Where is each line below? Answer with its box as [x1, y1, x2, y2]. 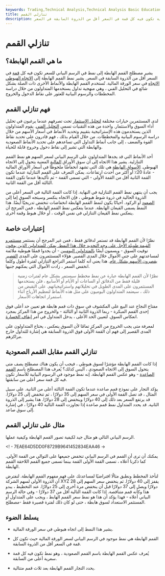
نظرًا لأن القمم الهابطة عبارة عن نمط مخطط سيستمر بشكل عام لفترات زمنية [17, 273, 159, 279]
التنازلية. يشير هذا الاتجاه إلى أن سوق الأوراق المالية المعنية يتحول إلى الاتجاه [5, 159, 143, 165]
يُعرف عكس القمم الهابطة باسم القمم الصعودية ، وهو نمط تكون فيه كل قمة [12, 550, 149, 556]
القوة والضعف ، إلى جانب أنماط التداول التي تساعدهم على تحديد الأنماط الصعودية [5, 139, 153, 145]
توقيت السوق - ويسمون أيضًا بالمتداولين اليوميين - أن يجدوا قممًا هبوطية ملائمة [5, 248, 148, 253]
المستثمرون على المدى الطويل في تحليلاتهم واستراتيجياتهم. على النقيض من [17, 283, 155, 289]
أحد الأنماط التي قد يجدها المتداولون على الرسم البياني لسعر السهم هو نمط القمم [5, 154, 153, 159]
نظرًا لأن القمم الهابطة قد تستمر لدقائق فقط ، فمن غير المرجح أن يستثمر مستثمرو [5, 237, 155, 243]
